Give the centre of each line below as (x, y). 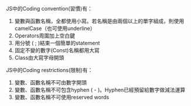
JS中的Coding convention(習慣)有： (49, 8)
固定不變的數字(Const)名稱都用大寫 (57, 50)
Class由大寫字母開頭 (39, 58)
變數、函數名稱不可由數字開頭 (50, 83)
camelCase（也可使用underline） (55, 28)
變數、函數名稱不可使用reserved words (62, 97)
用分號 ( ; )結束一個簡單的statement (57, 43)
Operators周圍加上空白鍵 (45, 36)
